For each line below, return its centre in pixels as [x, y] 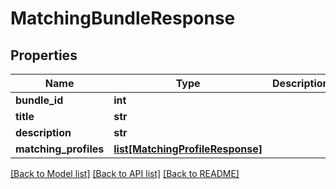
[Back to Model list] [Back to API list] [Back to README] [125, 173]
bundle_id [39, 100]
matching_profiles [60, 149]
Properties [44, 55]
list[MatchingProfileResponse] [188, 149]
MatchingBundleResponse [123, 18]
